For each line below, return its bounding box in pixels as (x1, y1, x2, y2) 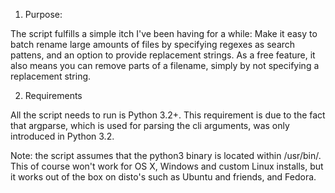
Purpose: (24, 9, 63, 20)
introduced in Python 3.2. (10, 130, 115, 142)
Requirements (24, 90, 83, 101)
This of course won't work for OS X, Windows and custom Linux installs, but (10, 160, 324, 172)
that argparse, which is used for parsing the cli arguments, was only (10, 120, 290, 131)
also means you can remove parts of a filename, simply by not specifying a (10, 60, 320, 71)
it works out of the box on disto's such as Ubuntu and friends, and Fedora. (10, 171, 317, 183)
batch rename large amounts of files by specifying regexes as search (10, 39, 296, 50)
